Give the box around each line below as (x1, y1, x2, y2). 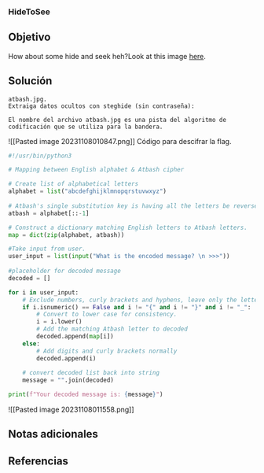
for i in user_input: (8, 288, 79, 297)
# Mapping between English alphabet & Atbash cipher (8, 166, 185, 174)
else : (22, 339, 41, 348)
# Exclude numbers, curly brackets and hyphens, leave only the (22, 296, 237, 304)
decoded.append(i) (36, 354, 97, 362)
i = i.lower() (36, 318, 82, 326)
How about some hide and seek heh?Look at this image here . (8, 51, 207, 61)
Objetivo (8, 31, 51, 44)
